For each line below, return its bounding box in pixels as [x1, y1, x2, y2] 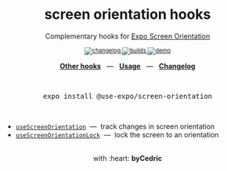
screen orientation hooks [44, 5, 211, 24]
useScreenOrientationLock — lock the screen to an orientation [15, 129, 219, 139]
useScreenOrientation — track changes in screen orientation [15, 122, 215, 131]
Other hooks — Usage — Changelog [59, 61, 196, 71]
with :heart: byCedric [92, 153, 163, 162]
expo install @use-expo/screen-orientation [42, 92, 213, 100]
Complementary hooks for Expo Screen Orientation [45, 31, 211, 41]
